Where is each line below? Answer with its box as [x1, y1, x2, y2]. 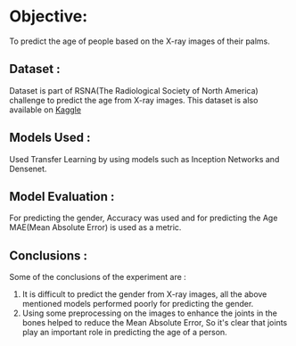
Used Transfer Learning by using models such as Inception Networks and [9, 153, 280, 164]
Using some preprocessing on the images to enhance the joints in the [21, 308, 278, 318]
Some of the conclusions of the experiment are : [9, 272, 187, 283]
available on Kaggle [9, 104, 82, 115]
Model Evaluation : [9, 189, 115, 204]
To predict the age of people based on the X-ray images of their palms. [9, 36, 270, 46]
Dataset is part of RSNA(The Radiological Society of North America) [9, 85, 259, 95]
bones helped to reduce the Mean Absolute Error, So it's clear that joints [21, 317, 288, 328]
